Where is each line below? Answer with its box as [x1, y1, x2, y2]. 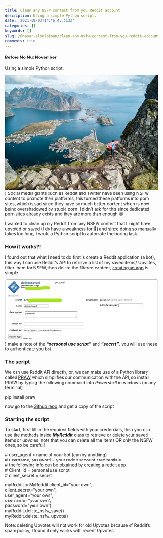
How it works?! [5, 243, 41, 250]
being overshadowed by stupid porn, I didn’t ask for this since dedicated [5, 206, 150, 212]
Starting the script [5, 416, 49, 423]
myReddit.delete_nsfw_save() [5, 508, 64, 514]
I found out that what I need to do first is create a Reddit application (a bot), [5, 254, 155, 260]
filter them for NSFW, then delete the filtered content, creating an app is [5, 265, 148, 270]
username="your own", [5, 498, 52, 503]
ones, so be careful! [5, 442, 45, 448]
